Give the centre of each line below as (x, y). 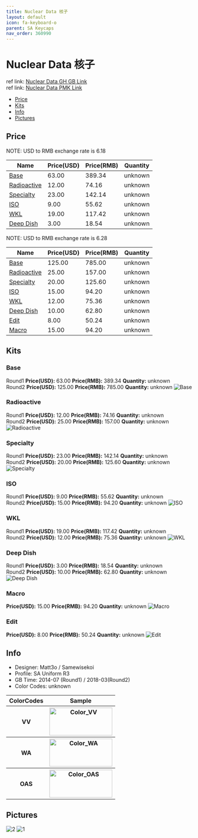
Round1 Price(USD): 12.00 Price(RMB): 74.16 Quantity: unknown (85, 415)
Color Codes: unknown (43, 686)
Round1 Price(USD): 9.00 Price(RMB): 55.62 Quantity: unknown (85, 497)
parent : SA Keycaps (30, 28)
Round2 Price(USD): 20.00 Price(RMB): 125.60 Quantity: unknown (88, 462)
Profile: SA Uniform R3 (42, 674)
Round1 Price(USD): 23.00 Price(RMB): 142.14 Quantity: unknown (87, 456)
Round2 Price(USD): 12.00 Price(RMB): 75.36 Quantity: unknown (86, 537)
